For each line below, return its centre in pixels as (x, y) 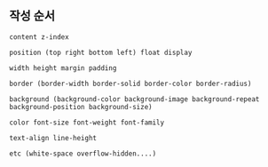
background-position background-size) (81, 107)
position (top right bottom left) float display (101, 52)
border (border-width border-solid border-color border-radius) (130, 83)
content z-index (39, 37)
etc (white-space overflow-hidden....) (83, 154)
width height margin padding (63, 68)
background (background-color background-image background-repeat (134, 99)
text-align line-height (53, 138)
